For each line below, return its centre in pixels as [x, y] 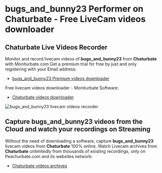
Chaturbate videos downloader [43, 97]
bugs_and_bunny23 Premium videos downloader [61, 79]
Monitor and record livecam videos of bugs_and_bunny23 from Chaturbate [81, 59]
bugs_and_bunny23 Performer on [74, 9]
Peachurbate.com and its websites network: [49, 156]
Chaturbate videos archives [40, 166]
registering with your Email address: [41, 69]
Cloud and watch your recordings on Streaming [78, 129]
